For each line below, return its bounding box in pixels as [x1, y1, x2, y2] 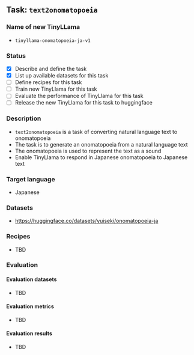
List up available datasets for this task [14, 72, 109, 79]
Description [6, 114, 41, 123]
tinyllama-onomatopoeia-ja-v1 [14, 37, 91, 44]
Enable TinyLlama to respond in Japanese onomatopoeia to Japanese [14, 153, 188, 161]
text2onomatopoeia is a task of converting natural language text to [14, 128, 178, 135]
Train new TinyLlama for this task [14, 85, 97, 93]
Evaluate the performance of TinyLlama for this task [14, 93, 144, 100]
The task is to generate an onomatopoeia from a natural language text [14, 141, 188, 148]
